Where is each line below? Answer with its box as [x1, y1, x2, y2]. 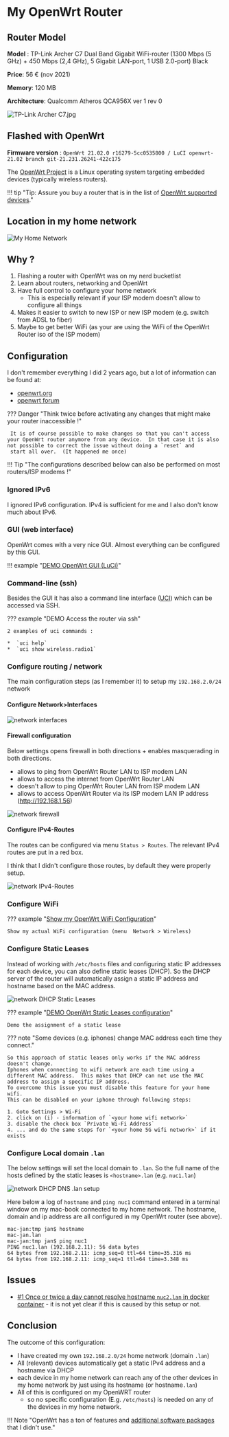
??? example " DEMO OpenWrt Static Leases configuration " [7, 1008, 173, 1016]
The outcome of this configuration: [7, 1338, 106, 1346]
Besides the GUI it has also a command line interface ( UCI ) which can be [7, 594, 213, 602]
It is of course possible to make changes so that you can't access [10, 430, 210, 437]
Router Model [7, 32, 67, 43]
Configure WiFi [7, 899, 59, 909]
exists [7, 1132, 26, 1139]
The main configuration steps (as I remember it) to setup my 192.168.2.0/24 [7, 678, 221, 686]
